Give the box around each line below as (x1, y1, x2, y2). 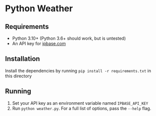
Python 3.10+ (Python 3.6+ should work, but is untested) (12, 35, 126, 41)
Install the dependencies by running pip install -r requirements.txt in (5, 68, 152, 73)
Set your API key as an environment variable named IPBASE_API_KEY (12, 100, 148, 106)
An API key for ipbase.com (12, 41, 66, 46)
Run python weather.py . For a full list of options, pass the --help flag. (12, 105, 152, 111)
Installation (5, 55, 40, 63)
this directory (5, 73, 32, 79)
